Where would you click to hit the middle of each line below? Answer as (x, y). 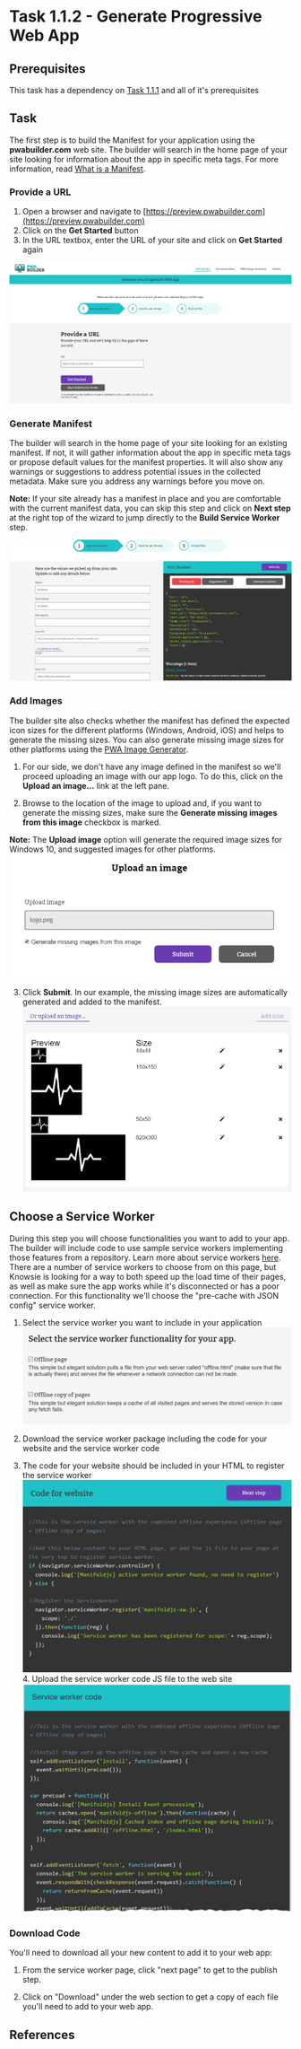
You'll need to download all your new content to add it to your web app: (141, 1953)
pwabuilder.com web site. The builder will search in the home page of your (149, 149)
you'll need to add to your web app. (88, 2007)
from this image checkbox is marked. (91, 822)
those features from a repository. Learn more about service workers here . (145, 1257)
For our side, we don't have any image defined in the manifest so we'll (151, 766)
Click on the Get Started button (80, 231)
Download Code (45, 1933)
